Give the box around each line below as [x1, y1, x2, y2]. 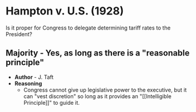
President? [5, 30, 33, 37]
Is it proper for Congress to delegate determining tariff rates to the [5, 24, 171, 31]
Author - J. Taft [14, 73, 54, 81]
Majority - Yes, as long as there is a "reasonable [5, 48, 190, 58]
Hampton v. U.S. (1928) [5, 4, 125, 18]
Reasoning [14, 79, 42, 87]
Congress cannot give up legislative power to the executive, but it [23, 86, 187, 93]
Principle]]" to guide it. [23, 99, 80, 106]
